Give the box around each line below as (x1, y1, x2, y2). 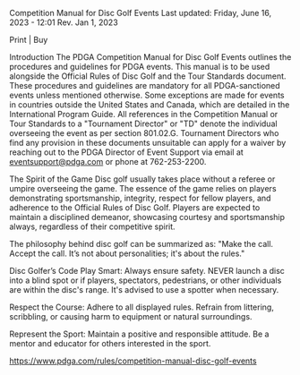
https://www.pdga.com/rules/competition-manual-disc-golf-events (9, 355, 257, 366)
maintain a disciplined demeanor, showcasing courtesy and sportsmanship (9, 212, 285, 222)
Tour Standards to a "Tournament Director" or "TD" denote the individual (9, 118, 278, 129)
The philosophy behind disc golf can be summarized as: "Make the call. (9, 239, 274, 249)
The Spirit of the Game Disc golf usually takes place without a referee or (9, 174, 276, 184)
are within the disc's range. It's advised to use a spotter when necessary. (9, 285, 279, 294)
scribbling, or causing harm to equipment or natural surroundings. (9, 311, 253, 321)
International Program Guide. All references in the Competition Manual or (9, 109, 279, 119)
